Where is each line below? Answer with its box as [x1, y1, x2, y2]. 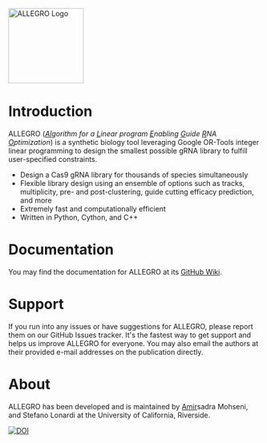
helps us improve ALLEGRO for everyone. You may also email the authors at [8, 338, 259, 348]
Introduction [8, 103, 93, 121]
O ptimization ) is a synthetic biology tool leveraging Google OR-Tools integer [8, 137, 259, 147]
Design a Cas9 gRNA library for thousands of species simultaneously [19, 170, 249, 179]
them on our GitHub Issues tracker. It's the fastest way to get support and [8, 330, 251, 340]
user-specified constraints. [8, 154, 98, 163]
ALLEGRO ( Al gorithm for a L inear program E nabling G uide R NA [8, 128, 217, 139]
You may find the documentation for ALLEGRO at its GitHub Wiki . [8, 267, 222, 276]
